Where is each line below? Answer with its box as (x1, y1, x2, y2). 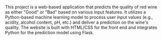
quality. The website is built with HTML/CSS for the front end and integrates (5, 25, 158, 30)
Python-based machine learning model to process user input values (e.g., (5, 14, 153, 20)
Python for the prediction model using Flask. (5, 30, 94, 35)
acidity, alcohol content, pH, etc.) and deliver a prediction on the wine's (5, 19, 149, 25)
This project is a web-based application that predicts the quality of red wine (5, 4, 158, 10)
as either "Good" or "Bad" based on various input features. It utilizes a (5, 9, 146, 15)
